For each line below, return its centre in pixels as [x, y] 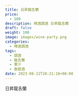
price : [12, 14]
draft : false [18, 28]
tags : [11, 51]
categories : [17, 42]
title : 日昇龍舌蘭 [22, 10]
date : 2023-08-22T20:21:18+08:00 [39, 74]
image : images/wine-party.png [36, 37]
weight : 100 [17, 32]
